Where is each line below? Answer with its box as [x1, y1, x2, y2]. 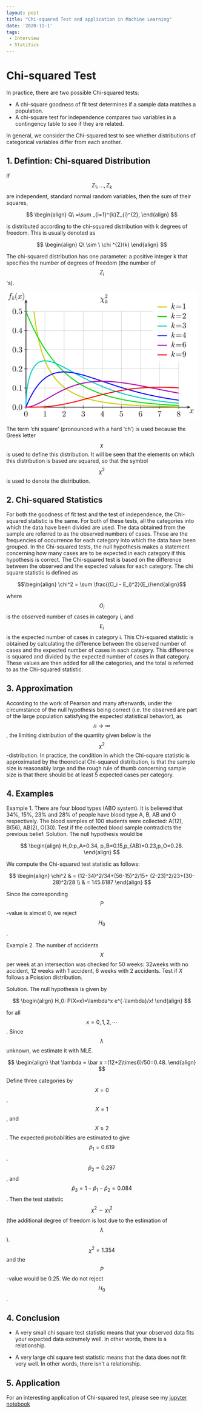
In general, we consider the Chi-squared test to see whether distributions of [6, 131, 196, 139]
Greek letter [6, 432, 36, 439]
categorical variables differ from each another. [6, 138, 122, 145]
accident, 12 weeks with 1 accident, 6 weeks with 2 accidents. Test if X [6, 967, 183, 975]
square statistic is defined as [6, 569, 78, 576]
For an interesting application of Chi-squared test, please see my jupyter [6, 1394, 187, 1401]
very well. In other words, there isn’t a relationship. [15, 1360, 141, 1367]
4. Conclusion [6, 1313, 60, 1323]
